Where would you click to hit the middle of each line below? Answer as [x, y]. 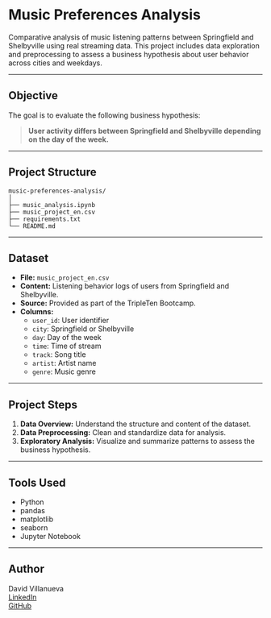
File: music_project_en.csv [65, 278]
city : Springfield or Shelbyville [83, 329]
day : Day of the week [67, 338]
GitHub [20, 605]
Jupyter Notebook [50, 536]
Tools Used [37, 482]
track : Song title [59, 355]
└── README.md [32, 226]
